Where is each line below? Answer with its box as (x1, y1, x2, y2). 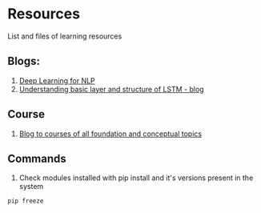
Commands (7, 151, 67, 165)
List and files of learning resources (7, 31, 122, 41)
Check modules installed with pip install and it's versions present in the (18, 173, 254, 183)
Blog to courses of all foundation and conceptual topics (18, 129, 202, 139)
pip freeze (7, 197, 44, 205)
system (18, 182, 44, 191)
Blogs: (7, 54, 41, 68)
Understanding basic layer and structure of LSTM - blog (18, 84, 205, 94)
